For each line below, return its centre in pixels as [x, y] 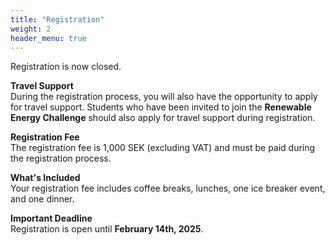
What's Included [45, 178]
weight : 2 [31, 29]
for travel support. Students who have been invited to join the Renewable [161, 107]
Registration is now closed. [66, 67]
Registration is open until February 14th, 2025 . [107, 229]
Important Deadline [51, 218]
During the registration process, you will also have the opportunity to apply [164, 97]
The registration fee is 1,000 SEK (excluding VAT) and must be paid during [163, 148]
